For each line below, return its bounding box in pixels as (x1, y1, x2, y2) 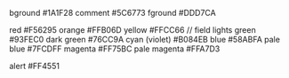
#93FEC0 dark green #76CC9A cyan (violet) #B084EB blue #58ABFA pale (9, 35, 280, 44)
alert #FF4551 (9, 61, 60, 71)
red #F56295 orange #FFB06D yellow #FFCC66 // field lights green (9, 25, 256, 35)
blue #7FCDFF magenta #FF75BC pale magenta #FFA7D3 (9, 43, 221, 54)
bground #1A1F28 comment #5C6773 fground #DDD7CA (9, 8, 216, 18)
